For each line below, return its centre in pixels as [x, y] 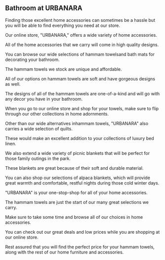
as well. [13, 84]
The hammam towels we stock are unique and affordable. [63, 69]
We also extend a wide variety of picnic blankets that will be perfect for [77, 153]
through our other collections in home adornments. [57, 114]
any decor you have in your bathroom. [44, 99]
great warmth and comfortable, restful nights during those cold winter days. [82, 183]
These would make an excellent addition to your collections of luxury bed [80, 138]
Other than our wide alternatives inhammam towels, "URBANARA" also [77, 123]
